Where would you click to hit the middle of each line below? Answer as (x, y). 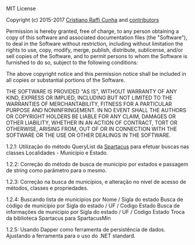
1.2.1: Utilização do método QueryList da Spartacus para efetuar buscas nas (97, 147)
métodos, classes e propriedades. (47, 188)
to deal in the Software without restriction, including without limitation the (95, 44)
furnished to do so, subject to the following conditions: (72, 62)
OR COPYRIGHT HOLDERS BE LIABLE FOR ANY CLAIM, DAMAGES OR (91, 116)
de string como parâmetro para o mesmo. (56, 170)
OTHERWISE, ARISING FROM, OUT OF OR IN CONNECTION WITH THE (92, 129)
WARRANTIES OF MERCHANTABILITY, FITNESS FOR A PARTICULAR (89, 104)
